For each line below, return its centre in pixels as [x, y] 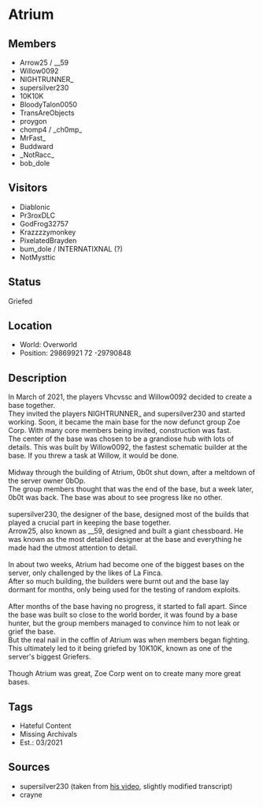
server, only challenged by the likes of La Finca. [85, 573]
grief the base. [32, 632]
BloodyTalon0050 [48, 105]
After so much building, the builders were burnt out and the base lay [119, 581]
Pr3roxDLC [37, 215]
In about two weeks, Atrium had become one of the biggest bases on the [126, 565]
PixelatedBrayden [48, 240]
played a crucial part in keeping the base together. [90, 523]
